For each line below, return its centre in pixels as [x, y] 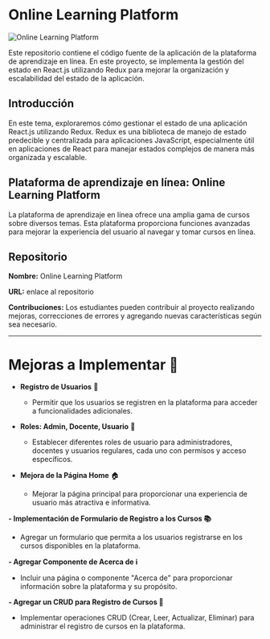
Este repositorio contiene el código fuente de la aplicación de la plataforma [133, 52]
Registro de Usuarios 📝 [59, 387]
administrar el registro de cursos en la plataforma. [102, 626]
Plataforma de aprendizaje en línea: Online [117, 183]
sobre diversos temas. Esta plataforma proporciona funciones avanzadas [129, 223]
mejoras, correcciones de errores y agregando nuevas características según [135, 316]
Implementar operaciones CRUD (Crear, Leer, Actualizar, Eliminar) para [137, 618]
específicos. [52, 460]
